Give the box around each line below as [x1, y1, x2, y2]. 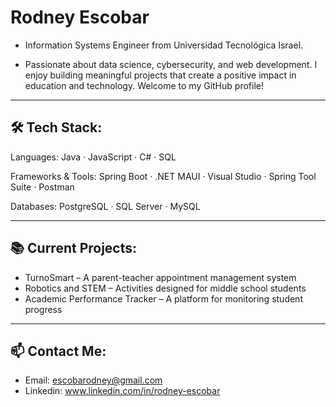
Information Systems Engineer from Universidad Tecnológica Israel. [24, 39, 304, 51]
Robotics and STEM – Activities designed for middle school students [24, 282, 307, 294]
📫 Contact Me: [10, 342, 107, 360]
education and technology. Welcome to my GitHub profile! [24, 79, 264, 91]
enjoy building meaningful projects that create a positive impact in [24, 69, 297, 81]
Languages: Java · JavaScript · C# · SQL [10, 151, 177, 163]
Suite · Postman [10, 181, 75, 193]
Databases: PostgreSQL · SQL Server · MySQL [10, 200, 201, 212]
